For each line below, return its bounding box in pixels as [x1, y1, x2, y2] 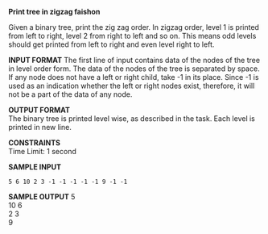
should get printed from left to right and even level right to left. [8, 40, 215, 49]
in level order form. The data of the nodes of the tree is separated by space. [8, 64, 260, 73]
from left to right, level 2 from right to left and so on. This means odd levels [8, 31, 257, 40]
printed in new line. [8, 123, 72, 132]
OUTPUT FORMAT [8, 105, 71, 115]
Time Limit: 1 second [8, 147, 76, 156]
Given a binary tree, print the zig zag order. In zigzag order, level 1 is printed [8, 23, 260, 31]
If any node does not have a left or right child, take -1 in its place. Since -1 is [8, 73, 259, 81]
